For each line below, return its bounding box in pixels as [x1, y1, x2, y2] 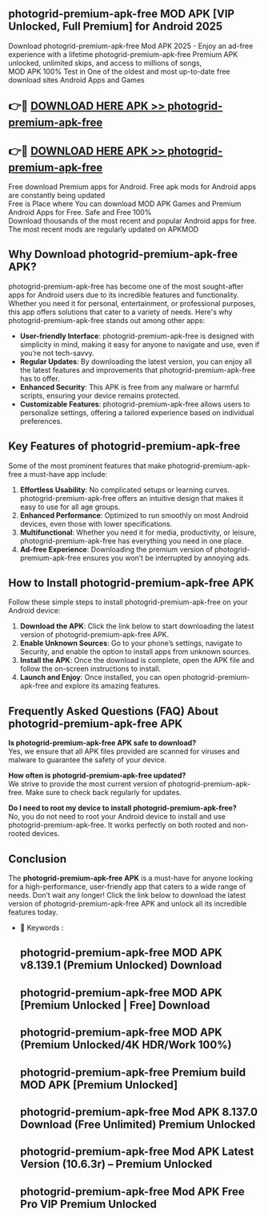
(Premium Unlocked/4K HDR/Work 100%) [19, 1038, 232, 1052]
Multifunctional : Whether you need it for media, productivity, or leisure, [19, 527, 257, 537]
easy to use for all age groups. [19, 502, 121, 511]
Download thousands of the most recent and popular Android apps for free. [8, 216, 258, 226]
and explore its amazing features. [50, 681, 161, 691]
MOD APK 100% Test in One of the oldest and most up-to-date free [8, 67, 230, 76]
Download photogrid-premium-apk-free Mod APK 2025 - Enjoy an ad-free [8, 41, 254, 50]
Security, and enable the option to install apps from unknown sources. [19, 647, 251, 656]
